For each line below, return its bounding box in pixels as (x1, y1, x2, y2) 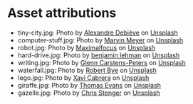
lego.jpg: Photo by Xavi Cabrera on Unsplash (17, 73, 150, 82)
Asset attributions (7, 5, 117, 21)
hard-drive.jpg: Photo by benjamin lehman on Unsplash (17, 51, 180, 59)
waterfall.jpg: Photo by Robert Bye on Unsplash (17, 66, 157, 74)
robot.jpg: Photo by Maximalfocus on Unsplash (17, 43, 155, 52)
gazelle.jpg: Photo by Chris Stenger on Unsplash (17, 88, 160, 97)
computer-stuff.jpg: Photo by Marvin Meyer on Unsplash (17, 35, 184, 44)
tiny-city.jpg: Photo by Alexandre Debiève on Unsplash (17, 28, 178, 37)
